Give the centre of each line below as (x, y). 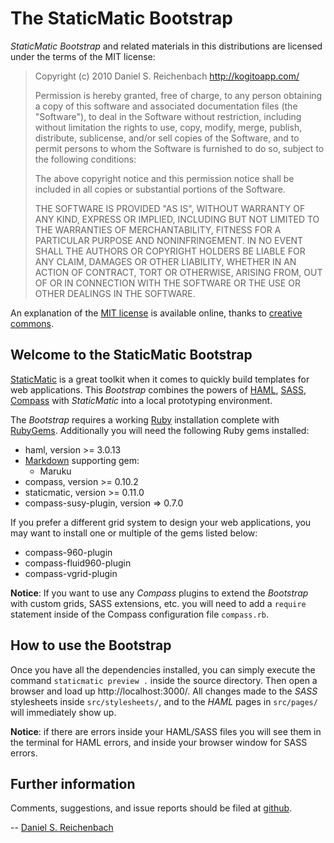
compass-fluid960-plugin (78, 563)
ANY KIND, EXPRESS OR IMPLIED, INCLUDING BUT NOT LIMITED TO (177, 219)
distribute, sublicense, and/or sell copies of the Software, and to (167, 138)
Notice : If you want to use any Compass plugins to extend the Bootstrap (159, 593)
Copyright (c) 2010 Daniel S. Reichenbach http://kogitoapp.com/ (167, 76)
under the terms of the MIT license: (83, 56)
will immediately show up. (63, 712)
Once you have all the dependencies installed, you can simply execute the (163, 669)
